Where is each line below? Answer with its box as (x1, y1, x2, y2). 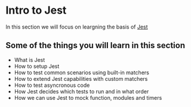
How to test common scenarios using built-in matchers (14, 69, 150, 76)
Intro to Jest (5, 4, 67, 17)
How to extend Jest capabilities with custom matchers (14, 75, 148, 82)
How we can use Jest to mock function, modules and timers (14, 94, 162, 101)
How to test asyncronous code (14, 81, 90, 89)
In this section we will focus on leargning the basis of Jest (5, 23, 148, 30)
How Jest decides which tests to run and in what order (14, 87, 149, 95)
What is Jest (14, 56, 45, 63)
